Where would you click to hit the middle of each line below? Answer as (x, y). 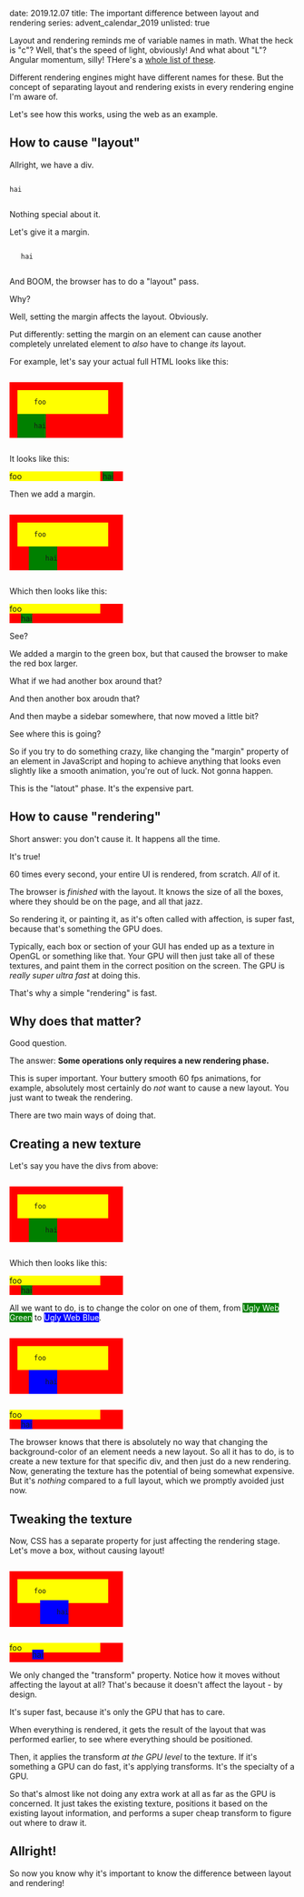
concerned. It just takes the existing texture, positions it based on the (138, 1803)
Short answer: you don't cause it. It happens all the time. (115, 838)
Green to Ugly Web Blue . (55, 1318)
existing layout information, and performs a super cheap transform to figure (151, 1813)
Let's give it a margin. (50, 232)
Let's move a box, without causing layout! (87, 1551)
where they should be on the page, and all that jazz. (106, 901)
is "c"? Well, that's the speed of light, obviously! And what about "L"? (138, 50)
